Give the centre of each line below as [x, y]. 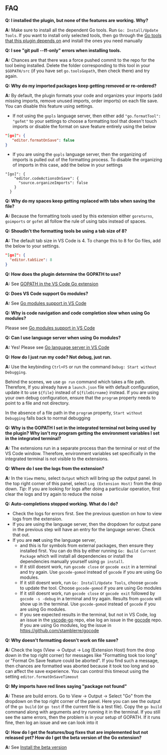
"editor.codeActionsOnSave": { [47, 179]
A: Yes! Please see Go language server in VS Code [57, 347]
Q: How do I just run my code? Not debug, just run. [58, 357]
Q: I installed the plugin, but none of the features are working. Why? [77, 20]
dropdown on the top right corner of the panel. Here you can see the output [83, 701]
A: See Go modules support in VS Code [46, 303]
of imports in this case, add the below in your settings [68, 165]
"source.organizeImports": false [53, 183]
